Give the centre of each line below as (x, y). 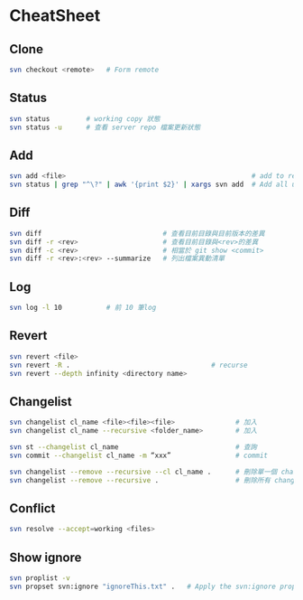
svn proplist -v (40, 578)
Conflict (32, 508)
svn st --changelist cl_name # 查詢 (133, 447)
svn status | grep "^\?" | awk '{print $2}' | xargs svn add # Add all (149, 185)
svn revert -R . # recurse (129, 365)
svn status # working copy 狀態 (85, 118)
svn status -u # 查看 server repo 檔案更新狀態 (105, 127)
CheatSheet (55, 16)
